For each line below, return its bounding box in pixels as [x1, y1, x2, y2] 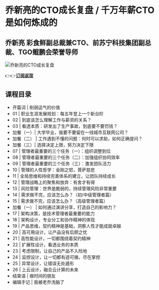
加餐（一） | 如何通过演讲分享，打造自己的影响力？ [12, 204, 117, 210]
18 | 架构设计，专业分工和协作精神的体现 [12, 217, 95, 223]
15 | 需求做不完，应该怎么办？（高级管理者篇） [12, 198, 108, 204]
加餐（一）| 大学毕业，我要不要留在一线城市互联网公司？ [12, 129, 129, 135]
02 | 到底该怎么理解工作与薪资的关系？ [12, 117, 92, 123]
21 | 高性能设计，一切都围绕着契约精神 [12, 235, 91, 241]
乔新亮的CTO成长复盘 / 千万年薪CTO [5, 4, 155, 16]
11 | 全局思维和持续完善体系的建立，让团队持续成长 [12, 173, 116, 179]
